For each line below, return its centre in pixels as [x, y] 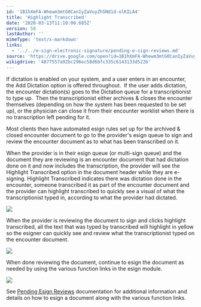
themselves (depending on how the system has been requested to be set [96, 104]
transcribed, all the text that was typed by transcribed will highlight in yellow [100, 227]
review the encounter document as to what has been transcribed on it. [93, 141]
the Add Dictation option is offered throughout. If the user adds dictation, [97, 85]
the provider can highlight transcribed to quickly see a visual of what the [95, 191]
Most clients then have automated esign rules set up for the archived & [93, 129]
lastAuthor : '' [25, 34]
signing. [16, 178]
